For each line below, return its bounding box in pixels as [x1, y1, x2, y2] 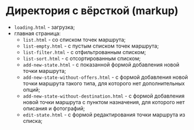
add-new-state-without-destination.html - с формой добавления [22, 92, 185, 99]
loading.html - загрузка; [14, 24, 75, 31]
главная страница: [14, 29, 61, 36]
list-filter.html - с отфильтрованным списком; [22, 48, 146, 55]
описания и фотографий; [22, 105, 85, 112]
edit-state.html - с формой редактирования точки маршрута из [22, 111, 185, 118]
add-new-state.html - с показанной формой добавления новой [22, 61, 180, 68]
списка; [22, 117, 42, 124]
